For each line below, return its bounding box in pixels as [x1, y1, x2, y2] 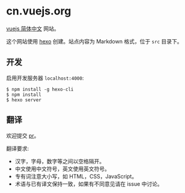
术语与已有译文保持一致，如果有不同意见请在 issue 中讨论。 [14, 180, 163, 188]
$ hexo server [6, 96, 42, 103]
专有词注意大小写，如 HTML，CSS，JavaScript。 [14, 172, 138, 180]
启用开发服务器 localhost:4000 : [6, 74, 84, 81]
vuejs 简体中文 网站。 [6, 25, 59, 32]
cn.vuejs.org [6, 4, 71, 18]
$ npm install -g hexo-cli [6, 86, 74, 92]
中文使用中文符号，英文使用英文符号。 [14, 165, 110, 172]
